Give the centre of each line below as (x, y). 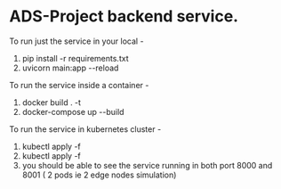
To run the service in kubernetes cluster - (85, 129)
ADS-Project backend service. (124, 16)
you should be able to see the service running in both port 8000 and (147, 165)
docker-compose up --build (73, 111)
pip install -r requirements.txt (75, 58)
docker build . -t (52, 102)
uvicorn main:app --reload (70, 68)
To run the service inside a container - (79, 85)
